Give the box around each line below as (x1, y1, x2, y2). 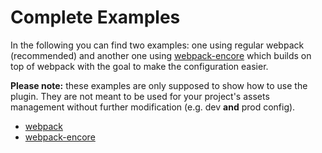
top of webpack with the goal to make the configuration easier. (10, 60, 269, 72)
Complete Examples (10, 6, 181, 29)
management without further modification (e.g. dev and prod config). (10, 101, 296, 113)
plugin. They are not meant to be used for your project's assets (10, 90, 270, 102)
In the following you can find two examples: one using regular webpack (10, 39, 305, 51)
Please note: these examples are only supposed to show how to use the (10, 79, 308, 91)
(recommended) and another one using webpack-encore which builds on (10, 49, 312, 61)
